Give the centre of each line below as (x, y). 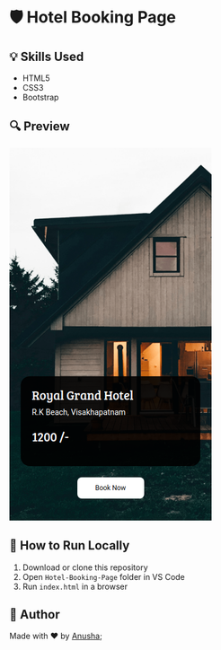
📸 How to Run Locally (70, 545)
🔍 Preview (40, 127)
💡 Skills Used (47, 56)
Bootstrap (40, 97)
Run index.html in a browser (75, 586)
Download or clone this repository (85, 567)
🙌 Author (35, 615)
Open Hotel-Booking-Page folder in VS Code (104, 576)
